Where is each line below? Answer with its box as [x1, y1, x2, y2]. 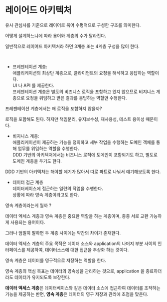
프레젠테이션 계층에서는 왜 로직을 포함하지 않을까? [5, 105, 102, 111]
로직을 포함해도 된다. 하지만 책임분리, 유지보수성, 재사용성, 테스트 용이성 [5, 116, 145, 122]
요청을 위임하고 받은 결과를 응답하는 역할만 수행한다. [25, 94, 127, 100]
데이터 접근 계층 [12, 179, 43, 185]
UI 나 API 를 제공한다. [12, 82, 55, 88]
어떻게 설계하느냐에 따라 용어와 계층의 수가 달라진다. [5, 32, 106, 38]
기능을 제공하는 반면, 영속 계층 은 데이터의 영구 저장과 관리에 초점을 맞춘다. [5, 291, 149, 297]
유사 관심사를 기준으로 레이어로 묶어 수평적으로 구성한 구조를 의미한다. [5, 22, 141, 28]
